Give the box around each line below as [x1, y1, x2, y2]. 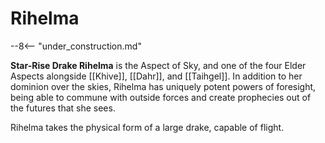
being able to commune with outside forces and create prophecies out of [10, 91, 312, 103]
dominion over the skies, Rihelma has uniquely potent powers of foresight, [10, 80, 317, 92]
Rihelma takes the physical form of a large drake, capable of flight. [10, 121, 285, 133]
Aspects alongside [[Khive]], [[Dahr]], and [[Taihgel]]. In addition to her [10, 70, 303, 82]
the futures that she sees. [10, 102, 116, 114]
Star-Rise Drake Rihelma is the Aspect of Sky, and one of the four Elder [10, 59, 307, 71]
